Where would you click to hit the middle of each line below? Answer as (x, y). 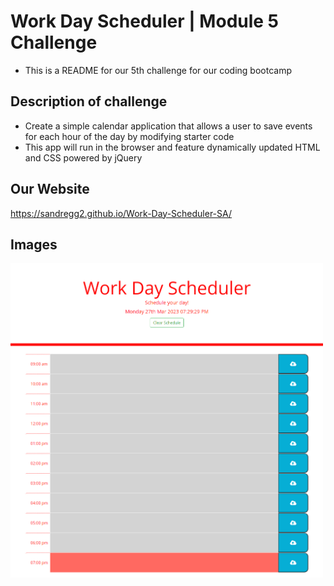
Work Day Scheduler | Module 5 (145, 21)
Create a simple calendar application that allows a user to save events (168, 126)
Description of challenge (89, 101)
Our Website (50, 189)
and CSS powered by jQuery (83, 157)
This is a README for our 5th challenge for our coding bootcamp (158, 70)
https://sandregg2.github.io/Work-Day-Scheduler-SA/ (121, 213)
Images (34, 244)
